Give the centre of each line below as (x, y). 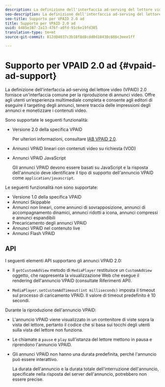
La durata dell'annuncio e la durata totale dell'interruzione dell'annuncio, (85, 369)
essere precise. (28, 379)
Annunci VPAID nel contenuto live (46, 228)
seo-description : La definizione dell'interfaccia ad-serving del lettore (83, 14)
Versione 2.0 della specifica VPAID (47, 129)
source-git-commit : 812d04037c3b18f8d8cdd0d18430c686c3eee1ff (70, 37)
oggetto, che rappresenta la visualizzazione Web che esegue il (76, 275)
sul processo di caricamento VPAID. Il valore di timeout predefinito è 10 (84, 295)
